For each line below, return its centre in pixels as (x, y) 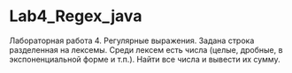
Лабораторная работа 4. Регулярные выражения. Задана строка (132, 40)
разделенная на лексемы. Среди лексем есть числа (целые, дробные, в (146, 49)
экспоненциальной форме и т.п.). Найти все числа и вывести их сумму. (145, 59)
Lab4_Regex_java (76, 16)
